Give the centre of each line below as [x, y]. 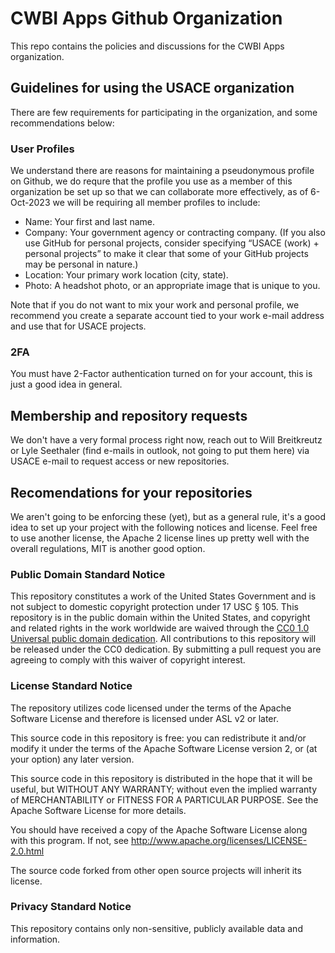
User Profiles [42, 149]
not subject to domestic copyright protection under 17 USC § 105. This [154, 607]
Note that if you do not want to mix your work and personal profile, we [155, 305]
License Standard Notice [71, 686]
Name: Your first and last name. [90, 222]
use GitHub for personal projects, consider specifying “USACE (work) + [172, 243]
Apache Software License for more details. [98, 810]
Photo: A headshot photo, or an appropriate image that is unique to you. [172, 286]
